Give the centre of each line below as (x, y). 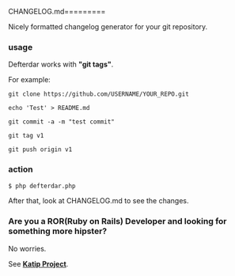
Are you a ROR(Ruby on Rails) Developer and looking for (117, 221)
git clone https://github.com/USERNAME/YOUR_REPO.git (99, 94)
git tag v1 (26, 136)
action (21, 169)
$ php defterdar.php (42, 186)
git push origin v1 (40, 149)
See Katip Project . (38, 263)
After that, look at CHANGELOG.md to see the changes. (99, 201)
